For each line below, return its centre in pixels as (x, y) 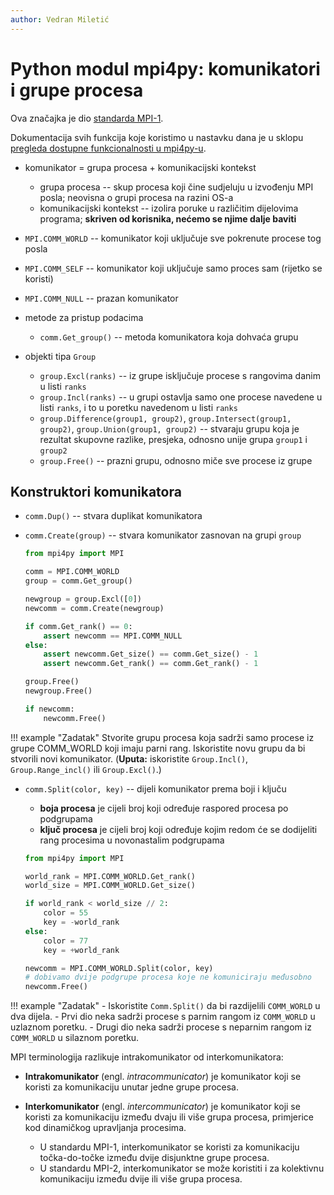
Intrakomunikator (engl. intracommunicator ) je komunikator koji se (163, 1077)
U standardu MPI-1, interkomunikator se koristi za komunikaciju (169, 1147)
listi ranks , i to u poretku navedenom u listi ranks (138, 407)
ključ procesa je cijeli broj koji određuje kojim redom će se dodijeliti (178, 829)
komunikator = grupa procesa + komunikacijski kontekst (140, 167)
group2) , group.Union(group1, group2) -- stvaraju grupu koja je (169, 428)
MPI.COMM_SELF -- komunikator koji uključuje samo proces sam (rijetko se (173, 268)
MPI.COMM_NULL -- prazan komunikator (101, 298)
